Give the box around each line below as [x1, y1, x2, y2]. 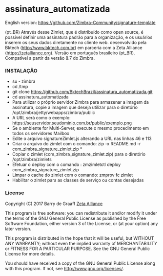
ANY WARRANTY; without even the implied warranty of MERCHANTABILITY [5, 240, 158, 246]
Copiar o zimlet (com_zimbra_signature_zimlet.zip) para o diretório [12, 151, 145, 157]
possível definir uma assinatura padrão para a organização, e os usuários [5, 34, 153, 40]
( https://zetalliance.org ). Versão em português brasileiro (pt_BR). [5, 50, 135, 56]
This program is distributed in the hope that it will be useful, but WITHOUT [5, 235, 154, 241]
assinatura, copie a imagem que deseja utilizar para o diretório [12, 104, 138, 111]
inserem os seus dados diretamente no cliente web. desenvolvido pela [5, 39, 147, 45]
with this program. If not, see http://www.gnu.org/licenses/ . [5, 265, 124, 271]
